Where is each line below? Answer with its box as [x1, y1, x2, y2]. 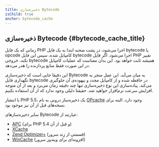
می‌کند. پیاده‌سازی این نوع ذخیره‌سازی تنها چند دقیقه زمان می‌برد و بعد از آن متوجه [5, 82, 152, 88]
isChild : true [5, 12, 34, 17]
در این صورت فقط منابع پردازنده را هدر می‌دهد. [5, 63, 90, 69]
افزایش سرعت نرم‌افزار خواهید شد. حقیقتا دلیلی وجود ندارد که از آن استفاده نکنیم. [5, 88, 154, 93]
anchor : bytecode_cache [5, 16, 53, 21]
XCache [12, 126, 28, 132]
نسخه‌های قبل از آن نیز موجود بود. [5, 102, 66, 108]
